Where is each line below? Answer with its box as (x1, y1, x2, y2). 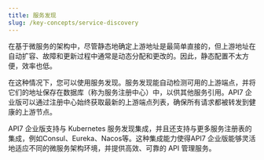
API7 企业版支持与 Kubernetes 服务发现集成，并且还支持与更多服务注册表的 (8, 123, 252, 133)
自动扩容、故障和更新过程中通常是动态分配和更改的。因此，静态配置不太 (8, 51, 242, 60)
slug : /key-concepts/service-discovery (8, 19, 139, 27)
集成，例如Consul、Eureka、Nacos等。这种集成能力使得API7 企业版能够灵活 (8, 133, 256, 143)
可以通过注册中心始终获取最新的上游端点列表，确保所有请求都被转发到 (21, 97, 249, 107)
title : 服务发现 (8, 11, 57, 20)
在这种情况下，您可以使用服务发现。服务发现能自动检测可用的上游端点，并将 (8, 78, 256, 87)
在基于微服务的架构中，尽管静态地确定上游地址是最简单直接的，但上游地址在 (8, 41, 256, 51)
